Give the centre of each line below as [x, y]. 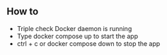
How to [23, 12]
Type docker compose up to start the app [77, 36]
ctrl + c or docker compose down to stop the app [88, 43]
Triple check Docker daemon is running [74, 28]
